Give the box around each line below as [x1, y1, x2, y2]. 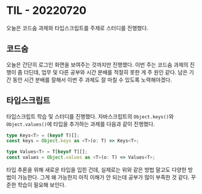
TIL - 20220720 [6, 4, 86, 18]
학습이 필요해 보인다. [17, 181, 67, 189]
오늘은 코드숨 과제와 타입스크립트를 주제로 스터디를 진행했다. [6, 24, 149, 31]
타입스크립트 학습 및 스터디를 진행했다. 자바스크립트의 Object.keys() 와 [6, 112, 174, 120]
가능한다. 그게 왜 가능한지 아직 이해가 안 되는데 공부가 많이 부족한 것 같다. [17, 173, 190, 181]
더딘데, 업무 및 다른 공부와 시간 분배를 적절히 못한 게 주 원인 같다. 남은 [24, 68, 188, 76]
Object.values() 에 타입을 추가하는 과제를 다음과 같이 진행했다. [6, 120, 155, 128]
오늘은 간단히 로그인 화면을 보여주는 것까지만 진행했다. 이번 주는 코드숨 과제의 [6, 61, 189, 68]
